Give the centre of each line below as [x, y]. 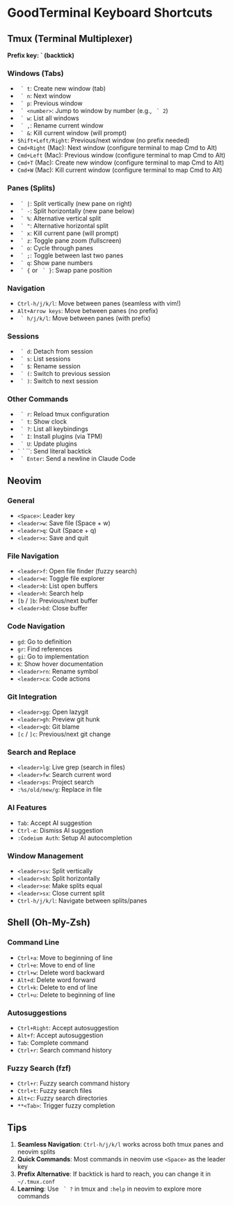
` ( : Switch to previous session [65, 374]
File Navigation [33, 556]
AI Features [27, 808]
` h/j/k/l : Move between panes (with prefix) [86, 318]
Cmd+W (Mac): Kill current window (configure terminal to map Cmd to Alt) [120, 170]
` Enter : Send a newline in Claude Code [78, 459]
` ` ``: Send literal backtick [55, 451]
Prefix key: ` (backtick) [41, 55]
